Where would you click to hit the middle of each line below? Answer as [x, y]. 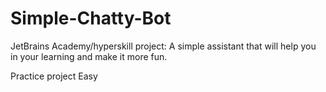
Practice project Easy [54, 76]
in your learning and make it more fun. [89, 56]
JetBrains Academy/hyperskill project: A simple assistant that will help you [163, 46]
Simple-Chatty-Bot [91, 18]
